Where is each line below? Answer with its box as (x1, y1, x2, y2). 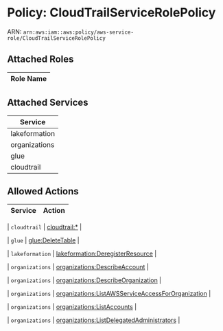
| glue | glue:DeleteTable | (7, 236, 80, 244)
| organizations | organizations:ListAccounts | (7, 303, 137, 311)
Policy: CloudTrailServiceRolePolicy (7, 5, 216, 21)
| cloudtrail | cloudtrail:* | (7, 223, 82, 231)
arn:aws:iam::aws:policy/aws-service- (23, 29, 134, 36)
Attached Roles (7, 54, 74, 65)
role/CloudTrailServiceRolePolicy (7, 34, 106, 42)
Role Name (10, 73, 47, 83)
